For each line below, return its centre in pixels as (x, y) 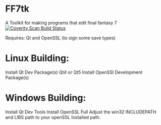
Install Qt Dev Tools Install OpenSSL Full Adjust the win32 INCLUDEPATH (81, 112)
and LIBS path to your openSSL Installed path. (53, 117)
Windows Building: (46, 98)
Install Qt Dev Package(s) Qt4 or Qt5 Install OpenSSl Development (74, 72)
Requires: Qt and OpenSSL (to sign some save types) (61, 38)
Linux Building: (37, 58)
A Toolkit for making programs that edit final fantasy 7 (61, 23)
